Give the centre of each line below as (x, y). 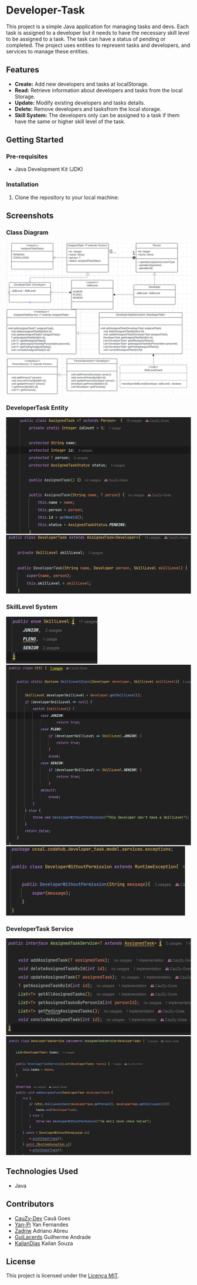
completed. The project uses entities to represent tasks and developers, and (98, 45)
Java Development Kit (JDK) (49, 169)
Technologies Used (42, 1171)
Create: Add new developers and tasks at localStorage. (81, 84)
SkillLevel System (32, 607)
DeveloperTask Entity (37, 407)
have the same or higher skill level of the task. (70, 121)
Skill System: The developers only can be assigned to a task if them (97, 115)
